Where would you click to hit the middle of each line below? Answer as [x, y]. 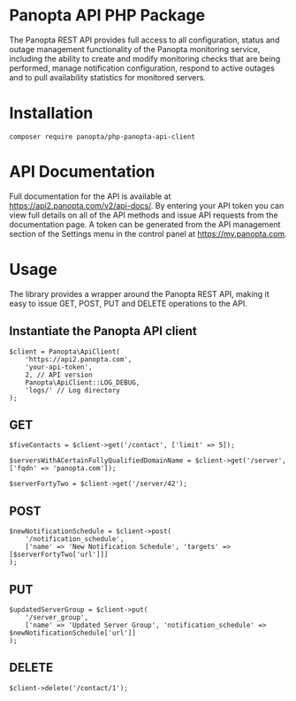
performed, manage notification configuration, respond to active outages [142, 68]
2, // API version [59, 375]
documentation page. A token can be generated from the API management [145, 224]
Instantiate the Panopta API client [103, 331]
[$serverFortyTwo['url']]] [59, 555]
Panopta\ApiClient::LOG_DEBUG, [83, 382]
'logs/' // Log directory [73, 390]
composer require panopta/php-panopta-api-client [102, 137]
